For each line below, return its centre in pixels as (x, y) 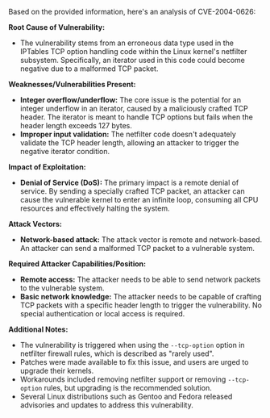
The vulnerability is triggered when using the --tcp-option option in (132, 345)
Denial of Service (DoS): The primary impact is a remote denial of (129, 182)
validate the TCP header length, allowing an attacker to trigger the (129, 143)
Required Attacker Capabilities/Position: (77, 264)
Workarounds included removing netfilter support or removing (123, 379)
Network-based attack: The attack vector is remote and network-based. (141, 240)
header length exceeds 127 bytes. (76, 125)
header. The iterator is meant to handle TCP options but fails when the (137, 117)
